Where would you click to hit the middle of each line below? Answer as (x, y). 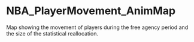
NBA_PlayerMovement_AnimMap (91, 11)
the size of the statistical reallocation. (52, 33)
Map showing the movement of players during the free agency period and (97, 27)
